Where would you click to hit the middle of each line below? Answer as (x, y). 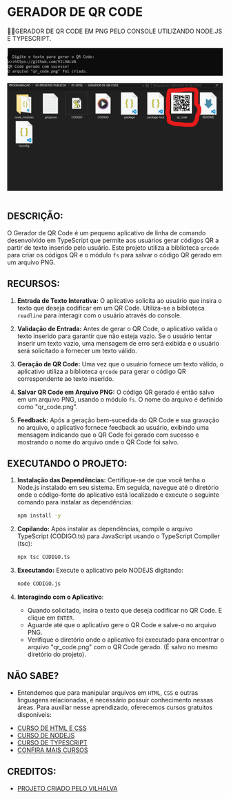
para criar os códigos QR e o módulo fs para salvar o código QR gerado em (114, 255)
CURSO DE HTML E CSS (52, 728)
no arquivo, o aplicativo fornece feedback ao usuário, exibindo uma (113, 427)
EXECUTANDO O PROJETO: (67, 463)
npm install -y (39, 516)
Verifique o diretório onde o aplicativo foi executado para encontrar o (125, 640)
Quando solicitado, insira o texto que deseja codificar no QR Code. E (125, 610)
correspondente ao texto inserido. (66, 378)
